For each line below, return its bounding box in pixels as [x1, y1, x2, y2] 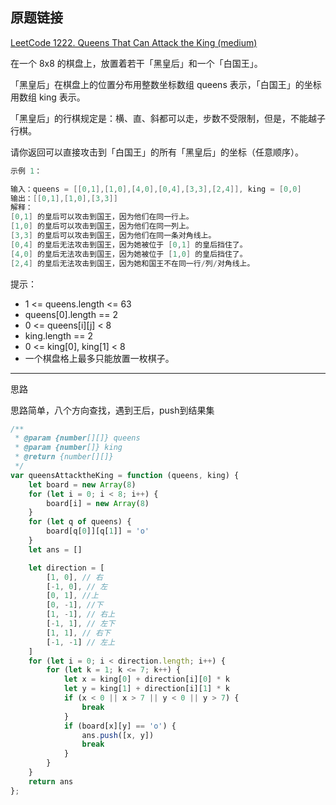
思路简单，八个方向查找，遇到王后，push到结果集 [10, 404, 215, 416]
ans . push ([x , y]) [81, 730, 155, 740]
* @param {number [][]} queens [14, 433, 141, 443]
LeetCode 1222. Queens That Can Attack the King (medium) [10, 36, 258, 48]
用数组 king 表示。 [10, 91, 86, 103]
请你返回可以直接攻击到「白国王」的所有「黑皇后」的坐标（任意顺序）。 [10, 146, 304, 158]
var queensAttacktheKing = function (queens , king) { [10, 470, 240, 480]
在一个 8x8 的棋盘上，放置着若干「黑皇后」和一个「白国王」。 [10, 57, 263, 69]
